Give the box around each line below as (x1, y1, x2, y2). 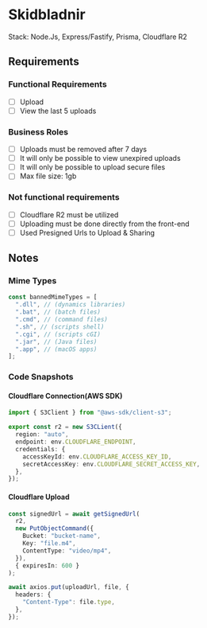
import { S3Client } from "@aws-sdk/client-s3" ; (8, 408, 172, 417)
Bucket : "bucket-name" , (22, 532, 102, 540)
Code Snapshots (8, 372, 74, 383)
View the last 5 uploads (19, 106, 97, 115)
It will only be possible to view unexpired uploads (19, 154, 181, 163)
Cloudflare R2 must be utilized (19, 209, 119, 220)
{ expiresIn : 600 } (15, 561, 80, 570)
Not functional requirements (8, 192, 121, 203)
